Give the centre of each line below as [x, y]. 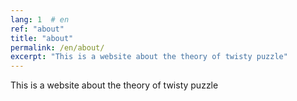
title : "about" [42, 38]
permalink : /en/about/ [57, 47]
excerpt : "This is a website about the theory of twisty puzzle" [149, 57]
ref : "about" [37, 29]
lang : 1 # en [40, 19]
